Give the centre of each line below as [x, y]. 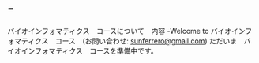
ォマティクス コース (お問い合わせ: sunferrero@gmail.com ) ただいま [122, 41]
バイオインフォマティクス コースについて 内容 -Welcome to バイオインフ [130, 31]
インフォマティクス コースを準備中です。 [90, 50]
